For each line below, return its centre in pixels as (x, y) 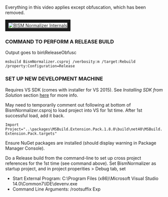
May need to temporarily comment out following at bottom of (68, 105)
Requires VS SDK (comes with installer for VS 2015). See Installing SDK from (84, 89)
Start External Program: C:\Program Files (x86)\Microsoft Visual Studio (86, 178)
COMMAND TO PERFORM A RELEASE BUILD (60, 41)
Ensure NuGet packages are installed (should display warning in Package (81, 143)
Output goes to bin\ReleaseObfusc (41, 53)
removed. (15, 13)
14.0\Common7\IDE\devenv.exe (45, 183)
